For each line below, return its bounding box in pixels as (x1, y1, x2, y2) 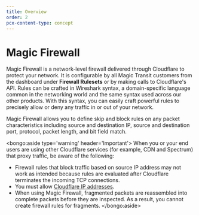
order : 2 (6, 14, 28, 20)
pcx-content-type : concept (6, 20, 74, 26)
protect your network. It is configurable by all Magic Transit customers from (6, 72, 192, 79)
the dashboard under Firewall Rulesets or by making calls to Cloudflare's (6, 78, 186, 86)
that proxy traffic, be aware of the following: (6, 152, 115, 159)
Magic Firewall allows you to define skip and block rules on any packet (6, 115, 180, 123)
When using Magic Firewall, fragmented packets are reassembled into (14, 189, 188, 196)
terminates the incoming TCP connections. (14, 177, 120, 184)
